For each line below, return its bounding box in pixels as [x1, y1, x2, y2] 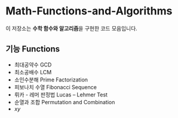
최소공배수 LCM [14, 68, 52, 75]
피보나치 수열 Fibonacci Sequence [14, 83, 97, 90]
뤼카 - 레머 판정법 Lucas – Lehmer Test [14, 91, 108, 98]
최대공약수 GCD [14, 61, 52, 68]
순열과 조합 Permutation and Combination [14, 98, 115, 105]
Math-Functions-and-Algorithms [5, 4, 173, 18]
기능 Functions [5, 44, 60, 55]
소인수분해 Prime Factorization [14, 76, 88, 83]
